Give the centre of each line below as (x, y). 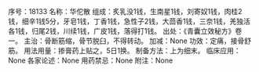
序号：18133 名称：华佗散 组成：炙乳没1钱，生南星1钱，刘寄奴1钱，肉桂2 (125, 11)
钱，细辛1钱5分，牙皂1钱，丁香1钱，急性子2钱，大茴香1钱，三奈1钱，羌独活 (129, 21)
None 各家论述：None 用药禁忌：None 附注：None (91, 60)
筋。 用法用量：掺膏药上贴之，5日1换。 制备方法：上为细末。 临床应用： (124, 50)
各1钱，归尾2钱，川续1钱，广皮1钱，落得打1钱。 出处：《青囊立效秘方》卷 (125, 31)
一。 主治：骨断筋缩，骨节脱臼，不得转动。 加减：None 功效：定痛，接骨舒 (130, 41)
